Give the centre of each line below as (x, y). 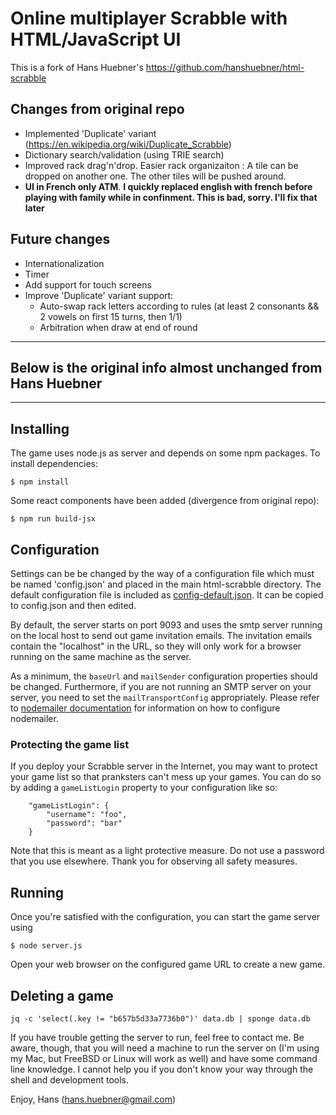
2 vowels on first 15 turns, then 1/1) (111, 316)
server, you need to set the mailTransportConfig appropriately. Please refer (165, 697)
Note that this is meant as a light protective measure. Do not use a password (167, 851)
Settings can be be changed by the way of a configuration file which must (162, 573)
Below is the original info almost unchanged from (166, 367)
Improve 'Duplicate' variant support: (99, 295)
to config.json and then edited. (73, 605)
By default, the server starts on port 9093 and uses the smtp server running (166, 625)
